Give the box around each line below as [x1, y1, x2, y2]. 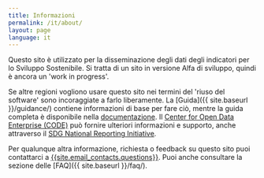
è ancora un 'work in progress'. [8, 72, 110, 81]
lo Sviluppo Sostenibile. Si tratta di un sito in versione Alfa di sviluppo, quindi [8, 64, 256, 73]
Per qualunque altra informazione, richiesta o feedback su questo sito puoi [8, 144, 251, 154]
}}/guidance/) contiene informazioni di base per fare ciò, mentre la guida [8, 104, 244, 113]
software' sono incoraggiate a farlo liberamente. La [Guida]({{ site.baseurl [8, 95, 248, 105]
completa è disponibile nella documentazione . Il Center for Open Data [8, 112, 235, 122]
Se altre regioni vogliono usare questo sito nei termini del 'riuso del [8, 87, 225, 97]
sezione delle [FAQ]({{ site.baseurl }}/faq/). [8, 161, 148, 170]
